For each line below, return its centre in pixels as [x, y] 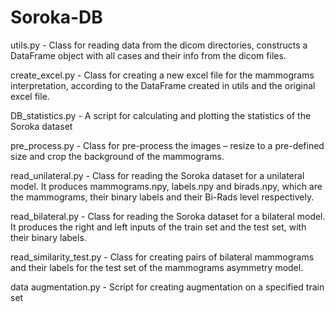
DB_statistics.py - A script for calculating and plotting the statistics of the [161, 115]
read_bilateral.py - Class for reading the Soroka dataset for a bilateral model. [168, 216]
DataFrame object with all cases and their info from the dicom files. [148, 55]
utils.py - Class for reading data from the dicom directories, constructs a [159, 45]
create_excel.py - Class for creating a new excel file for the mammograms [162, 75]
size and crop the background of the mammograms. [117, 156]
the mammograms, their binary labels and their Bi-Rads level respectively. [162, 197]
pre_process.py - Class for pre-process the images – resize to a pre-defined [167, 145]
